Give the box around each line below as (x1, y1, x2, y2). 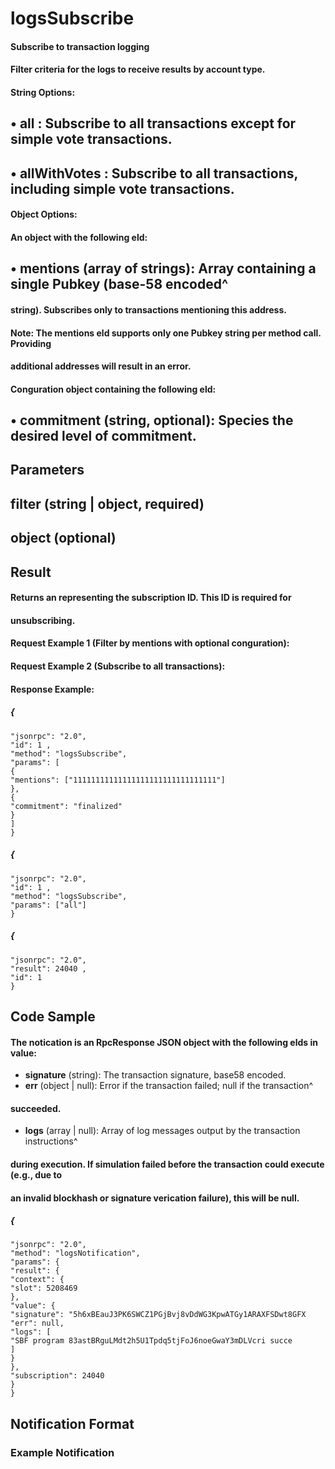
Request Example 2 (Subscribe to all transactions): (10, 660, 226, 672)
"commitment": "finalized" (10, 801, 123, 811)
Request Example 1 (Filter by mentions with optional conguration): (10, 637, 290, 649)
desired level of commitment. (10, 428, 197, 445)
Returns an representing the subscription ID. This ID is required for (10, 592, 292, 604)
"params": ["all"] (10, 900, 87, 910)
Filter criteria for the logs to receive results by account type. (10, 63, 266, 76)
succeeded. (10, 1102, 62, 1114)
